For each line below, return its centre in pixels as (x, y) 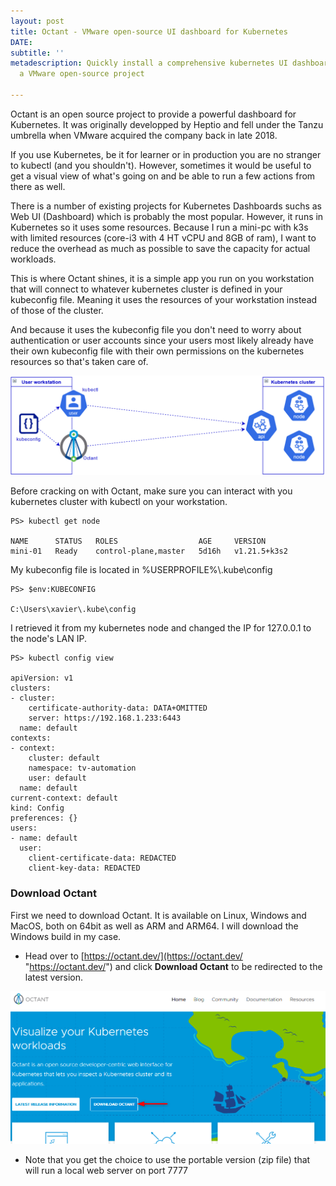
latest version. (54, 977)
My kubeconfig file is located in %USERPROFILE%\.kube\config (141, 570)
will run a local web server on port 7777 (106, 1170)
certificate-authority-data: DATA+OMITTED (118, 708)
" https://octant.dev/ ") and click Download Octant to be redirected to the (173, 966)
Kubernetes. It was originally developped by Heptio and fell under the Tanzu (167, 124)
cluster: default (64, 758)
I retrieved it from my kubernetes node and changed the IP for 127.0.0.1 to (161, 628)
